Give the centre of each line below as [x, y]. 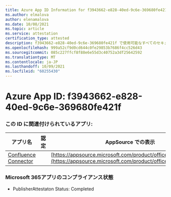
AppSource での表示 [130, 142]
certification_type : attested [37, 39]
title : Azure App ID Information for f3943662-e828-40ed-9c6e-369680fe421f [87, 10]
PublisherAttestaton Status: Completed [53, 189]
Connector [21, 161]
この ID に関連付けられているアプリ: [49, 124]
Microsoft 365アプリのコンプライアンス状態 [59, 177]
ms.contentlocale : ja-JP [32, 62]
